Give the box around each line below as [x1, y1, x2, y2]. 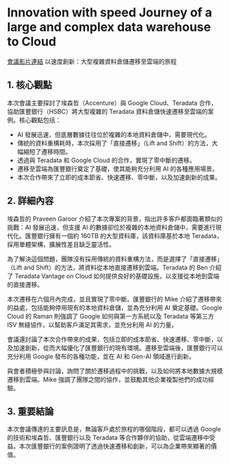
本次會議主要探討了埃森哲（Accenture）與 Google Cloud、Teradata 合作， [7, 98, 218, 107]
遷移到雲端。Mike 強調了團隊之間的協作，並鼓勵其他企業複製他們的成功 [7, 375, 209, 384]
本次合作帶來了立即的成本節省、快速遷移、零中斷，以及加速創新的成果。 [16, 173, 221, 181]
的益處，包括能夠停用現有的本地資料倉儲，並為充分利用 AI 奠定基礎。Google [7, 303, 222, 312]
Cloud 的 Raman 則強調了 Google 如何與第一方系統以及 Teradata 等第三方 [7, 312, 214, 320]
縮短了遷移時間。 [23, 147, 72, 155]
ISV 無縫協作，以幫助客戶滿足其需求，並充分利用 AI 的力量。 [7, 320, 178, 329]
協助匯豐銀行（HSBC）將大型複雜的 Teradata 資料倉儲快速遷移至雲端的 [7, 107, 208, 116]
